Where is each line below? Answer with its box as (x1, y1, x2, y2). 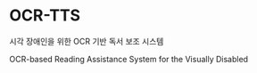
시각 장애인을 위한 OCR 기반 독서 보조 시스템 (9, 36, 164, 46)
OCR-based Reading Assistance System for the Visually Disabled (9, 53, 248, 64)
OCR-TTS (9, 5, 81, 26)
